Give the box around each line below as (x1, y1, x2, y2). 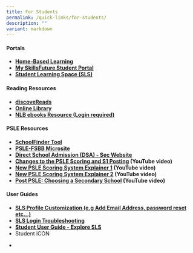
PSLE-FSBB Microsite (15, 145, 71, 152)
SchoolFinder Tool (15, 138, 62, 145)
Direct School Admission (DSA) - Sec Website (15, 151, 132, 158)
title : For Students (6, 8, 59, 15)
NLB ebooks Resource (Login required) (15, 111, 115, 118)
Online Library (15, 104, 52, 112)
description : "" (6, 20, 47, 26)
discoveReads (15, 98, 52, 105)
